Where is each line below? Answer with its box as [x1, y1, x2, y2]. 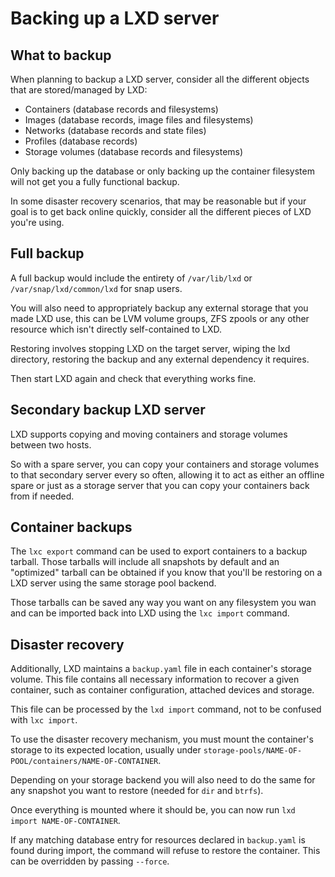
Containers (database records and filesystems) [24, 103, 219, 115]
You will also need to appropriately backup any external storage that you [10, 302, 309, 314]
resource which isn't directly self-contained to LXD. [10, 323, 222, 335]
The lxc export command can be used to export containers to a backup [10, 545, 308, 557]
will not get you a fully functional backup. [10, 176, 180, 187]
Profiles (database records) [24, 135, 138, 147]
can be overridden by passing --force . [10, 855, 170, 867]
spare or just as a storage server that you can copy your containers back [10, 479, 310, 491]
